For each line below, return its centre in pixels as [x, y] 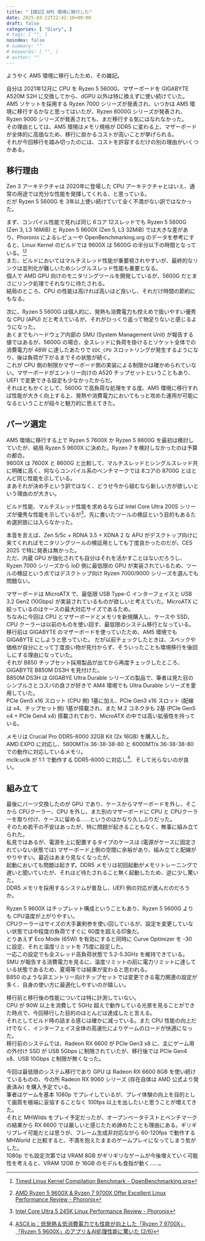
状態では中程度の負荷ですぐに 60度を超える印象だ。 [77, 932]
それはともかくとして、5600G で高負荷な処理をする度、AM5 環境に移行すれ [102, 388]
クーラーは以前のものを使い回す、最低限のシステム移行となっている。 [107, 624]
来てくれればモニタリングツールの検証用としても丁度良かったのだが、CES [99, 542]
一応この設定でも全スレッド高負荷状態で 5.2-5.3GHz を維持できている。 [97, 954]
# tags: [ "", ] [27, 35]
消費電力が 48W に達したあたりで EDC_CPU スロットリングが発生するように [100, 350]
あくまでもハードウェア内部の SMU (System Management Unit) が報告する [100, 335]
